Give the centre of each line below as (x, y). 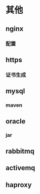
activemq (20, 168)
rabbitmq (20, 151)
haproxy (19, 185)
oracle (16, 121)
